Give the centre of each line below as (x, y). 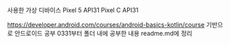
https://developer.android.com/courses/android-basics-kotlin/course (106, 25)
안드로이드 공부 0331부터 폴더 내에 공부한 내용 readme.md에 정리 (103, 33)
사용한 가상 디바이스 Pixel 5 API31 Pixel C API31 (73, 10)
